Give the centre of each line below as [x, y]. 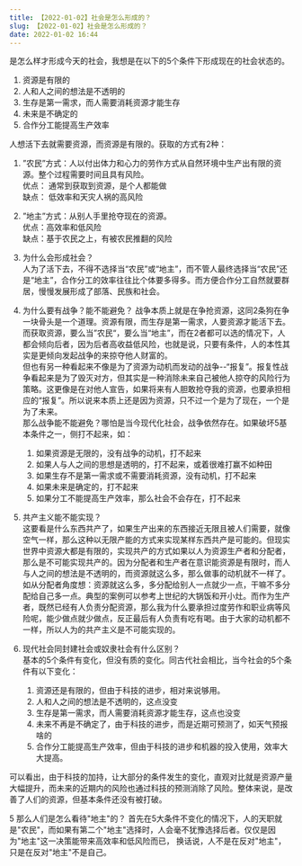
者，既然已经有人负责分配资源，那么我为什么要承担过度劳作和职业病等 [152, 607]
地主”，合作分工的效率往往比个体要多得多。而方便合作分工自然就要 [158, 281]
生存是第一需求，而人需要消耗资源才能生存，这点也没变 [138, 713]
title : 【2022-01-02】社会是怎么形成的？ [80, 18]
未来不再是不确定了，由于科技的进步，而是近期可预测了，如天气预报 [162, 724]
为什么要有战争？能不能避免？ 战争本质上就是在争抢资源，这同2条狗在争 [156, 310]
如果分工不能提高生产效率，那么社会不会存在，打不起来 [138, 498]
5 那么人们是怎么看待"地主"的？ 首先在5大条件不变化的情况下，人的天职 [142, 818]
